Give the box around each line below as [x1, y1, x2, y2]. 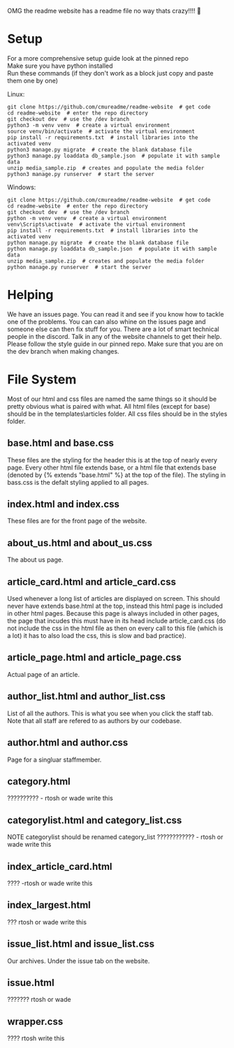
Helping [7, 287, 54, 303]
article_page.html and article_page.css [7, 652, 182, 664]
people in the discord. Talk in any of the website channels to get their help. [7, 332, 222, 340]
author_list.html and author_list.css [7, 690, 166, 702]
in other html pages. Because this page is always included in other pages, [7, 609, 220, 618]
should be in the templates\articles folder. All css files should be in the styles [7, 409, 228, 418]
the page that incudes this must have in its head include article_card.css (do [7, 617, 226, 625]
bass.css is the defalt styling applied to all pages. [7, 478, 149, 486]
